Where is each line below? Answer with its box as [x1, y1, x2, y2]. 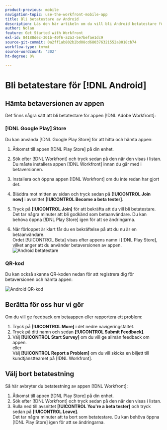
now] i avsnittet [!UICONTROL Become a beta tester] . [12, 196, 123, 202]
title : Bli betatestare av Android [5, 16, 79, 21]
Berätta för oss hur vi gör [5, 300, 84, 309]
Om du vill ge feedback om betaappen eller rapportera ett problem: [5, 314, 143, 320]
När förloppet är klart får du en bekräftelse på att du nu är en [12, 226, 137, 232]
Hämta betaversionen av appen [5, 99, 104, 108]
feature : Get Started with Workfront [5, 30, 83, 35]
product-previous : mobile [5, 7, 59, 12]
